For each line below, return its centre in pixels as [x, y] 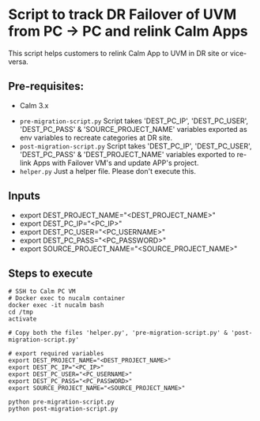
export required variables [60, 354]
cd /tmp [21, 312]
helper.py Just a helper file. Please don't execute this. [107, 171]
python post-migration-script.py [63, 409]
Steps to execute [51, 273]
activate [23, 319]
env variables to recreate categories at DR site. [96, 137]
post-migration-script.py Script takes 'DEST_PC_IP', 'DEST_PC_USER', [136, 146]
